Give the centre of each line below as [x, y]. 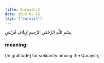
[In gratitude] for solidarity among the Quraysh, [52, 55]
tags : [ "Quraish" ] [24, 18]
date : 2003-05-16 [23, 14]
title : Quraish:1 [23, 9]
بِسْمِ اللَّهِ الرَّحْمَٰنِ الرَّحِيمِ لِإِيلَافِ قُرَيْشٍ [38, 32]
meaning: [17, 45]
